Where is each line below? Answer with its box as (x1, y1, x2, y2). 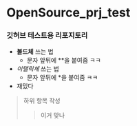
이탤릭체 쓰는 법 (16, 65, 59, 73)
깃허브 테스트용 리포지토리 (6, 31, 88, 41)
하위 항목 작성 (23, 96, 61, 105)
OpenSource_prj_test (6, 5, 131, 21)
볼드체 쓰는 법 (16, 48, 54, 56)
